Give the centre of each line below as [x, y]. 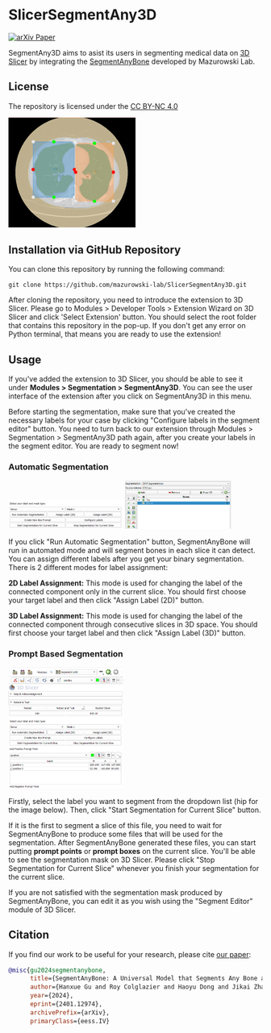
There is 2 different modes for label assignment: [88, 568]
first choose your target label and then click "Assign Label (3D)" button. [127, 633]
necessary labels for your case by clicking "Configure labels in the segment [134, 420]
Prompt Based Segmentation [66, 654]
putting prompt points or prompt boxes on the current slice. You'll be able [132, 851]
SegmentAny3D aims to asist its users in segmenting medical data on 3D [129, 52]
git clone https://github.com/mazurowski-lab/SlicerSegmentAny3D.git [128, 285]
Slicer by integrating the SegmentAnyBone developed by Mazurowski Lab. [132, 61]
